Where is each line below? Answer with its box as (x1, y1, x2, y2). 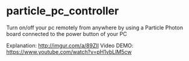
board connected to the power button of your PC (6, 30, 128, 37)
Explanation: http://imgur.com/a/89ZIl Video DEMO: (6, 42, 134, 49)
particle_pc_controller (6, 4, 119, 18)
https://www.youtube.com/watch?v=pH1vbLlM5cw (6, 48, 132, 55)
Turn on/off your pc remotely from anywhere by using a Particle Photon (6, 24, 184, 31)
